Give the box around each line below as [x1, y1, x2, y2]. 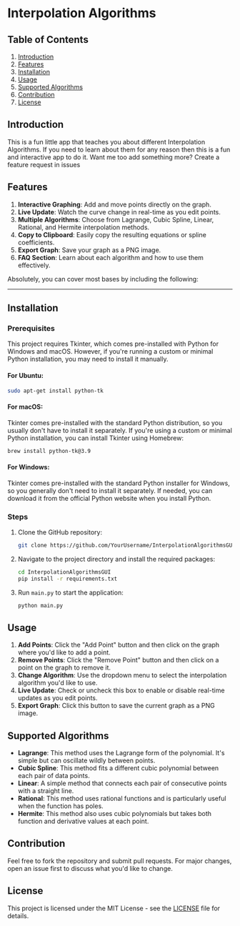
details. [7, 911, 29, 920]
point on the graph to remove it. [17, 663, 111, 672]
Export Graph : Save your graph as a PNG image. [17, 245, 161, 254]
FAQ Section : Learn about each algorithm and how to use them [17, 253, 204, 262]
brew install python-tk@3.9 [7, 447, 91, 454]
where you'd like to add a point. [17, 648, 111, 657]
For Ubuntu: [7, 371, 44, 379]
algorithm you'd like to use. [17, 679, 98, 687]
